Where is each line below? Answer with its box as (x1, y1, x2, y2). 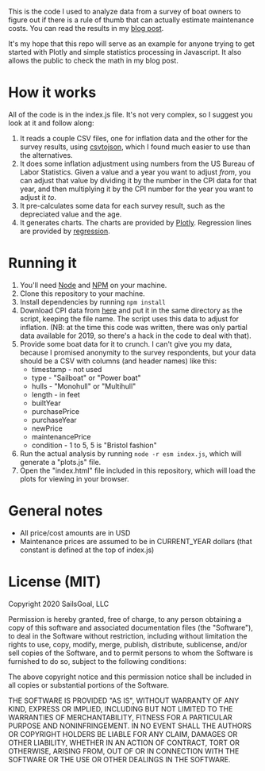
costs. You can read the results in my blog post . (8, 24, 164, 33)
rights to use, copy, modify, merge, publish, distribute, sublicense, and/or (8, 639, 248, 649)
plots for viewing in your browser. (19, 474, 129, 483)
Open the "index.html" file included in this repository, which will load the (19, 466, 256, 475)
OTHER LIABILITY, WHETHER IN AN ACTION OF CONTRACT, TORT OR (8, 738, 240, 747)
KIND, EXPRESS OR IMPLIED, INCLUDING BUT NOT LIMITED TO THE (8, 704, 233, 713)
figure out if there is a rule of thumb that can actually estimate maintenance (8, 15, 255, 25)
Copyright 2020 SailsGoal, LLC (8, 599, 109, 608)
